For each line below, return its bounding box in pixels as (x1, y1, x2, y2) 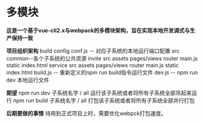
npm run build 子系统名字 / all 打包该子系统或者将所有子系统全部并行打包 (13, 96, 195, 104)
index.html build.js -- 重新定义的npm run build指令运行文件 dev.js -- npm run (6, 68, 199, 76)
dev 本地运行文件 (6, 76, 50, 84)
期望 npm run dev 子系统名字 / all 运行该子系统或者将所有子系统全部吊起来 (6, 89, 192, 96)
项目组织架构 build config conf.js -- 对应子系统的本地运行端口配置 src (6, 47, 180, 55)
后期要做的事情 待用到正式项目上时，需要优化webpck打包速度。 (6, 110, 167, 117)
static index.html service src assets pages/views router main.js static (6, 61, 179, 68)
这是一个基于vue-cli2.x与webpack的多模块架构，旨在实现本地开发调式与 (6, 27, 190, 34)
